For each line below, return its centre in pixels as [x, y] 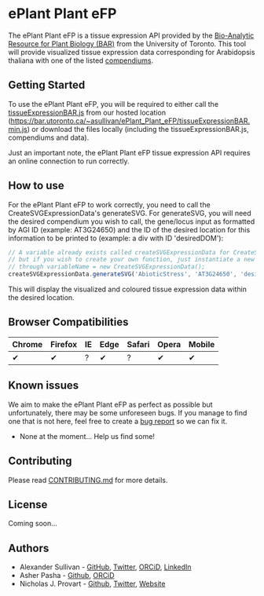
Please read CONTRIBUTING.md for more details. [88, 480]
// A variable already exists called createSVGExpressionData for [119, 252]
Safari [138, 344]
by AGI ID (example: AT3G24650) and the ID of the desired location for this [129, 229]
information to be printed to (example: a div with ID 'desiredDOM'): [116, 238]
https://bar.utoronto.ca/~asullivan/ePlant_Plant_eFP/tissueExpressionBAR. [130, 121]
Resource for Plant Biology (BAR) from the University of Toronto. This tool [127, 43]
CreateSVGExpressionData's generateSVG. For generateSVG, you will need [130, 213]
